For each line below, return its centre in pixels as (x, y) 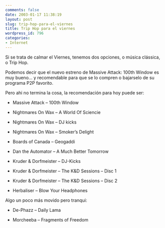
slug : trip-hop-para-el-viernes (39, 24)
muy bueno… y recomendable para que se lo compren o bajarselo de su (80, 77)
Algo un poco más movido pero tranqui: (46, 200)
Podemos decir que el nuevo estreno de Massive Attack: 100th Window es (82, 72)
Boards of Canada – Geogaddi (44, 141)
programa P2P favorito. (29, 83)
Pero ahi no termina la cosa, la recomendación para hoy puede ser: (75, 93)
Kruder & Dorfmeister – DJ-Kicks (47, 161)
